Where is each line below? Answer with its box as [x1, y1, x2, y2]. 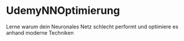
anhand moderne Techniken [6, 29, 74, 36]
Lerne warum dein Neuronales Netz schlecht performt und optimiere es [6, 23, 179, 30]
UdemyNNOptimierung [6, 4, 120, 17]
